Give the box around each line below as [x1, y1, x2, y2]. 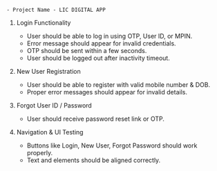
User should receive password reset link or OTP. [26, 114, 165, 123]
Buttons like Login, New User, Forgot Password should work [26, 141, 198, 150]
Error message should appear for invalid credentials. [26, 39, 177, 48]
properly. [26, 149, 53, 157]
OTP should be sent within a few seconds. [26, 47, 147, 54]
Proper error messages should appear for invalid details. [26, 88, 188, 96]
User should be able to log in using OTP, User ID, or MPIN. [26, 32, 193, 40]
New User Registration [16, 68, 81, 75]
